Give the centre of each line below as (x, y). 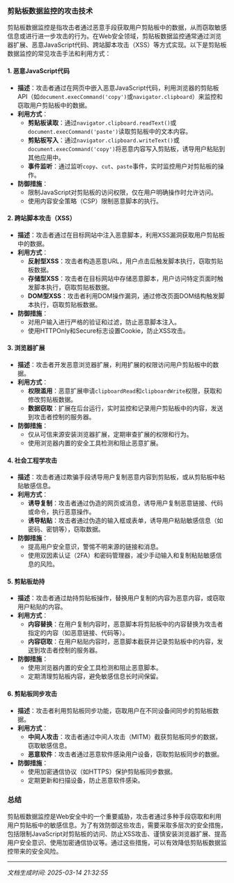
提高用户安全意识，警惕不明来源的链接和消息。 (95, 547)
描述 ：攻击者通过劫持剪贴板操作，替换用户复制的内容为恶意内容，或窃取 (121, 598)
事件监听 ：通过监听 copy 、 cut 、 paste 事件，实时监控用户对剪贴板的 (123, 166)
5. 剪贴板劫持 (26, 581)
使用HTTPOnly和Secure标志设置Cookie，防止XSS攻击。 (108, 330)
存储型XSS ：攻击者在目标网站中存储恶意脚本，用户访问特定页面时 (123, 278)
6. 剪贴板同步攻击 (32, 694)
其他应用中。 (46, 157)
